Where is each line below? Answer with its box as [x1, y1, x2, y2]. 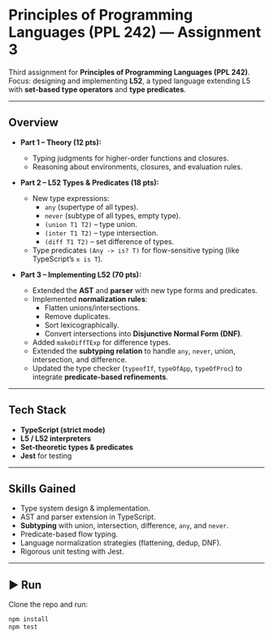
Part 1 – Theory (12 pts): [19, 137, 102, 147]
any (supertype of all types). [44, 202, 139, 212]
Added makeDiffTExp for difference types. [32, 337, 171, 347]
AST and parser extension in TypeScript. [19, 512, 156, 522]
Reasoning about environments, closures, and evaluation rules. [32, 161, 243, 172]
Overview [8, 116, 59, 129]
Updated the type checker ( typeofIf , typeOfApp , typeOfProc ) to [32, 363, 242, 373]
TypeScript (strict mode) [19, 425, 106, 435]
